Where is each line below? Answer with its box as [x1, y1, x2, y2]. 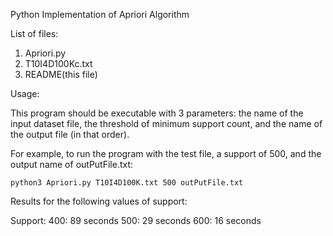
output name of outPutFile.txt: [10, 159, 134, 170]
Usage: [10, 88, 40, 99]
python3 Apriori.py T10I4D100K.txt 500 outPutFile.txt [10, 178, 244, 188]
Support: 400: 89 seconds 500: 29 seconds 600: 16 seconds [10, 215, 262, 226]
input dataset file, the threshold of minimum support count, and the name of [10, 118, 323, 129]
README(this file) [24, 69, 98, 80]
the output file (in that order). [10, 129, 130, 140]
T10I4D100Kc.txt [24, 58, 93, 69]
